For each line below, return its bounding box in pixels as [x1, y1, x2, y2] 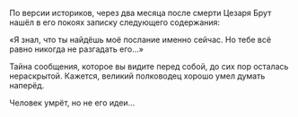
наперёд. [9, 80, 45, 90]
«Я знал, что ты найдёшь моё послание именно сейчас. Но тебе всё [9, 35, 272, 45]
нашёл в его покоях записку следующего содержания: [9, 17, 221, 28]
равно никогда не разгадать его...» [9, 44, 144, 54]
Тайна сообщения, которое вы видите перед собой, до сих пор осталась [9, 62, 289, 71]
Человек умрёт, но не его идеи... [9, 97, 136, 108]
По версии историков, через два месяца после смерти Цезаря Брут [9, 8, 272, 18]
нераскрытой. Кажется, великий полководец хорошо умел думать [9, 71, 266, 81]
